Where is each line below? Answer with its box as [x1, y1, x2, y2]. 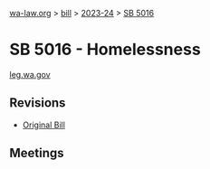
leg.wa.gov [9, 69, 52, 80]
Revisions [9, 95, 66, 111]
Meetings [9, 146, 65, 161]
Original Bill [22, 119, 66, 130]
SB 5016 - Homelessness [9, 40, 201, 60]
